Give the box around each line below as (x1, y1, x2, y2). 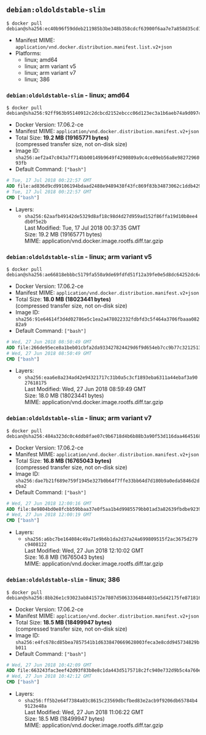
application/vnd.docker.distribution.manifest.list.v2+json (15, 44, 172, 50)
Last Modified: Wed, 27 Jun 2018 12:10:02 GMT (24, 547, 144, 554)
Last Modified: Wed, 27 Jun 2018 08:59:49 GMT (24, 386, 147, 393)
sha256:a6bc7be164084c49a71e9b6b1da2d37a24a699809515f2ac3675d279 (24, 536, 198, 543)
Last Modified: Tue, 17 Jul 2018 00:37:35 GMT (24, 224, 141, 231)
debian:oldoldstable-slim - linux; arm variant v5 (6, 252, 152, 261)
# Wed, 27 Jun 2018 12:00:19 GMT (6, 511, 92, 518)
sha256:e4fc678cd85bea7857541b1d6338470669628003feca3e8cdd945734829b (15, 639, 200, 645)
